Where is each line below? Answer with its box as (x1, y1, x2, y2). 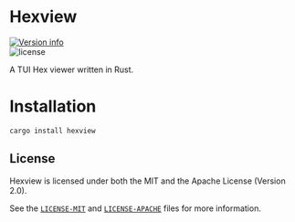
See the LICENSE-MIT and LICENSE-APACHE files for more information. (9, 203, 262, 214)
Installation (9, 96, 97, 117)
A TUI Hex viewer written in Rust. (9, 64, 134, 75)
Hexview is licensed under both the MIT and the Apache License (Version (9, 175, 286, 186)
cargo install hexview (9, 126, 96, 135)
